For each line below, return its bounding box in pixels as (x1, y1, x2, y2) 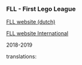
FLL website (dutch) (6, 18, 56, 26)
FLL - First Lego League (6, 5, 76, 13)
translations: (6, 53, 37, 60)
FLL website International (6, 30, 69, 37)
